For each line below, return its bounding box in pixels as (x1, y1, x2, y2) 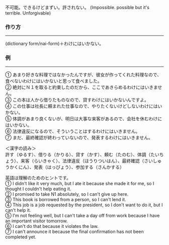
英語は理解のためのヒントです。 (5, 175, 71, 181)
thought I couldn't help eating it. (5, 186, 71, 192)
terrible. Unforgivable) (5, 10, 51, 16)
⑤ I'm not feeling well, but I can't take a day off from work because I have (5, 212, 160, 218)
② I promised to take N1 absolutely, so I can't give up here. (5, 191, 129, 197)
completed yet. (5, 233, 37, 240)
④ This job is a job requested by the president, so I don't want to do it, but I (5, 202, 163, 208)
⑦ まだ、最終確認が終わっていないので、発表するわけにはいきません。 (5, 134, 153, 140)
